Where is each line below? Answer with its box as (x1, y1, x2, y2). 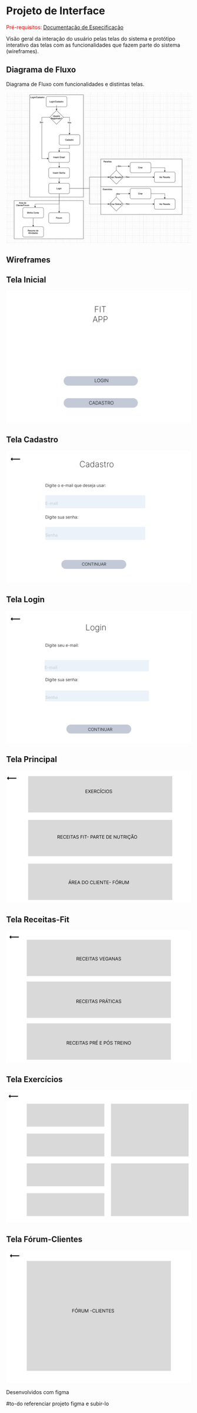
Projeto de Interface (6, 4, 105, 18)
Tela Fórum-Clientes (6, 1234, 83, 1244)
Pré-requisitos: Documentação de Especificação (6, 24, 123, 31)
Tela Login (6, 595, 45, 605)
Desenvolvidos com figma (6, 1388, 69, 1395)
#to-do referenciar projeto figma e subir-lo (6, 1400, 109, 1407)
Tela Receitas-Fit (6, 914, 69, 924)
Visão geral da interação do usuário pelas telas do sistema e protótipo (6, 35, 175, 42)
